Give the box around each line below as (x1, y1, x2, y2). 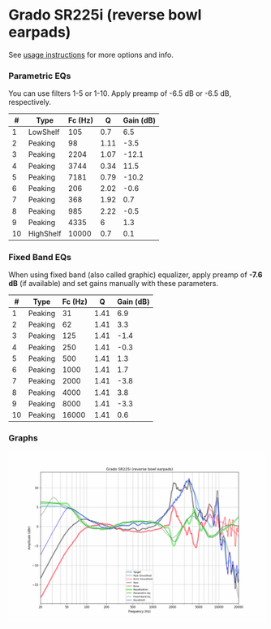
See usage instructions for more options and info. (8, 50, 174, 59)
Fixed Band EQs (8, 251, 71, 262)
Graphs (8, 432, 38, 444)
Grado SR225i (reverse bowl (8, 6, 202, 24)
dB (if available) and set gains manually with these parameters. (8, 279, 219, 288)
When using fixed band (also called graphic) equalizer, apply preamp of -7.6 (8, 270, 263, 280)
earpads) (8, 23, 71, 41)
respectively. (8, 98, 51, 107)
